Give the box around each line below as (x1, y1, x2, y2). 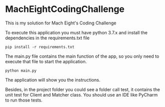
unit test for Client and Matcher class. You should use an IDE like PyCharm (5, 92, 158, 98)
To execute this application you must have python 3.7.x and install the (5, 29, 148, 35)
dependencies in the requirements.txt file (5, 35, 90, 41)
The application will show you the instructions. (5, 77, 101, 83)
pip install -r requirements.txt (5, 44, 75, 49)
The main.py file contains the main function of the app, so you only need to (5, 53, 160, 59)
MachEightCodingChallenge (5, 3, 125, 15)
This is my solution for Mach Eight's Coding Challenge (5, 20, 117, 26)
